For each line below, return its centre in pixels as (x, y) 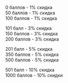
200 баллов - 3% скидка (32, 39)
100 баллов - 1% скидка (31, 18)
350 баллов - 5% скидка (32, 54)
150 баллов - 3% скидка (31, 34)
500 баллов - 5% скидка (32, 60)
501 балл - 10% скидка (30, 70)
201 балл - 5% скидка (29, 49)
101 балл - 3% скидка (29, 28)
